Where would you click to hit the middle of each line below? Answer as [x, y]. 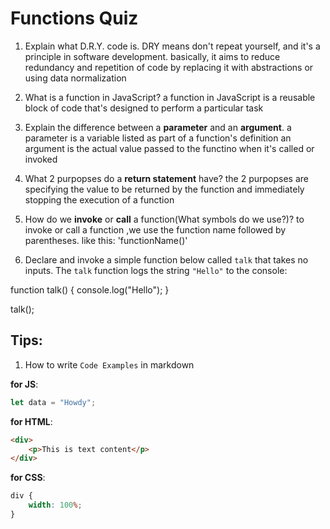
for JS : [24, 384]
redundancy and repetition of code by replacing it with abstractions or [169, 67]
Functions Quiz [74, 18]
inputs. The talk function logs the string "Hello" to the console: [156, 270]
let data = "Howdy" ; [53, 402]
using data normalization [75, 78]
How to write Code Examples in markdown [109, 364]
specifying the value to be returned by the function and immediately [164, 189]
